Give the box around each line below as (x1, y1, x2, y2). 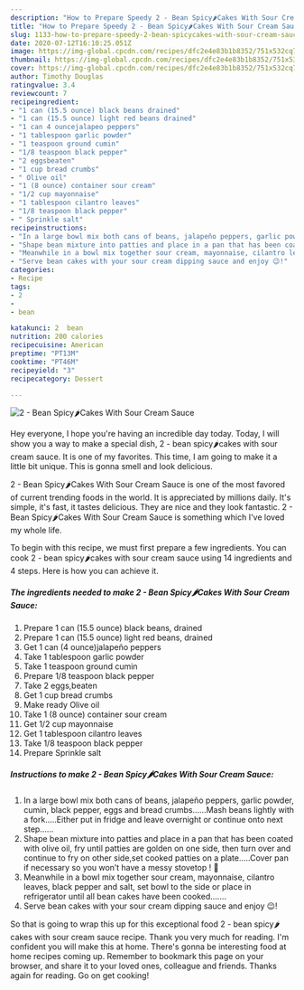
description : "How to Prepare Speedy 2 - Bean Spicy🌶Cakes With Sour (10, 13, 279, 23)
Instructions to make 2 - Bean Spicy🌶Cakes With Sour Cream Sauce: (10, 768, 274, 779)
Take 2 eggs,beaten (23, 680, 97, 692)
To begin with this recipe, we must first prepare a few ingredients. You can (10, 542, 287, 553)
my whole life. (10, 525, 62, 536)
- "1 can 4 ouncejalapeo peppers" (10, 123, 141, 132)
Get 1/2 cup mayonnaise (23, 719, 114, 730)
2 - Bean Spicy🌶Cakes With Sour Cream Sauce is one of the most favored (10, 479, 286, 490)
